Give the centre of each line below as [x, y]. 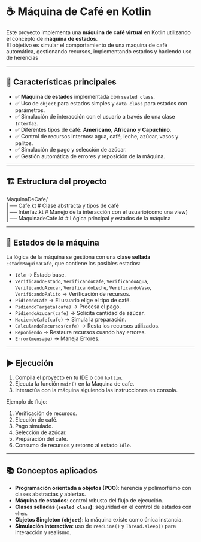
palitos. [24, 143]
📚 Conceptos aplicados [52, 470]
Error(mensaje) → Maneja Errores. [57, 338]
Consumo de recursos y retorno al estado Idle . [73, 445]
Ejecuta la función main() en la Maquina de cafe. [74, 384]
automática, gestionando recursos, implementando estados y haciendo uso [99, 51]
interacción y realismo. [43, 532]
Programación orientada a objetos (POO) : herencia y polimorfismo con [103, 488]
